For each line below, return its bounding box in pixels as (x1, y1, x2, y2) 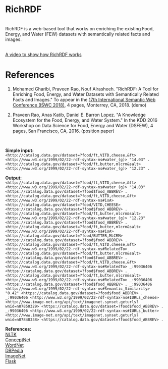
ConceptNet (5, 337, 31, 343)
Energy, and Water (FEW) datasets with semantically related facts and (5, 31, 150, 37)
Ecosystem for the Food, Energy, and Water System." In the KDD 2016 (12, 117, 158, 123)
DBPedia (5, 347, 24, 353)
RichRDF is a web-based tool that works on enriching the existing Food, (5, 25, 154, 31)
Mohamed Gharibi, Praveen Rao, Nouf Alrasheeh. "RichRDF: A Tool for (12, 86, 159, 92)
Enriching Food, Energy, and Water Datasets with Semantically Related (12, 91, 159, 97)
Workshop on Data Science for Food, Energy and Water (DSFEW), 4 (12, 122, 153, 128)
